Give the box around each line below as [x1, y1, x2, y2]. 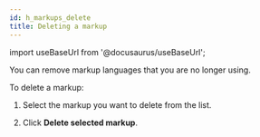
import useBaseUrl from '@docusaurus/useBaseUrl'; [9, 46, 206, 57]
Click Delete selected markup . [22, 117, 139, 128]
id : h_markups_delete [9, 13, 91, 23]
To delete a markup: [9, 82, 84, 93]
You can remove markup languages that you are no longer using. [9, 64, 251, 75]
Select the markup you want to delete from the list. [22, 99, 212, 110]
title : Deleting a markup [9, 22, 107, 31]
